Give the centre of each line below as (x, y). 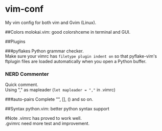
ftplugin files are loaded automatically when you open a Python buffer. (76, 61)
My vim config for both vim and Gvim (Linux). (51, 22)
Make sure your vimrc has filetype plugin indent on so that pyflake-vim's (81, 56)
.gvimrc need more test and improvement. (47, 124)
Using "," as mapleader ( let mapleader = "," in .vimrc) (60, 90)
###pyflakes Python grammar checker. (45, 51)
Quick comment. (22, 85)
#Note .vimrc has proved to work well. (44, 118)
